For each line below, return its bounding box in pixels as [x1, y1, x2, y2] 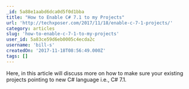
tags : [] [6, 53, 28, 59]
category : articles [6, 25, 55, 32]
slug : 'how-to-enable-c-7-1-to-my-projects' [6, 31, 119, 37]
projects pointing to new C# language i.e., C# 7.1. [6, 76, 127, 83]
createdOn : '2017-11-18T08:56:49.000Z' [6, 48, 106, 54]
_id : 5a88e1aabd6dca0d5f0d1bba [6, 8, 85, 15]
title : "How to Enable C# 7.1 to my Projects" [6, 14, 125, 20]
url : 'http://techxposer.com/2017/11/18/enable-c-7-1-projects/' [6, 20, 173, 26]
